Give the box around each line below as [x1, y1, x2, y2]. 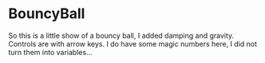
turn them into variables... [8, 47, 93, 57]
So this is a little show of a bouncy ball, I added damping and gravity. [8, 31, 235, 40]
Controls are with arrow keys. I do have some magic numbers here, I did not [8, 39, 258, 48]
